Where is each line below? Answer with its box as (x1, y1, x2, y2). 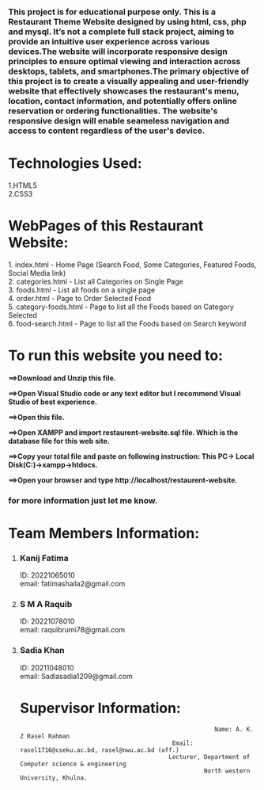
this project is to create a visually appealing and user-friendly (8, 75, 249, 86)
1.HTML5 (8, 181, 38, 190)
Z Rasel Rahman (19, 732, 70, 740)
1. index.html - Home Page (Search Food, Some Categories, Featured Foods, (8, 260, 257, 269)
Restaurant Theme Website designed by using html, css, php (8, 16, 247, 27)
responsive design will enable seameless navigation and (8, 115, 229, 126)
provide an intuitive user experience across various (8, 36, 210, 47)
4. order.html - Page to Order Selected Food (8, 293, 152, 303)
